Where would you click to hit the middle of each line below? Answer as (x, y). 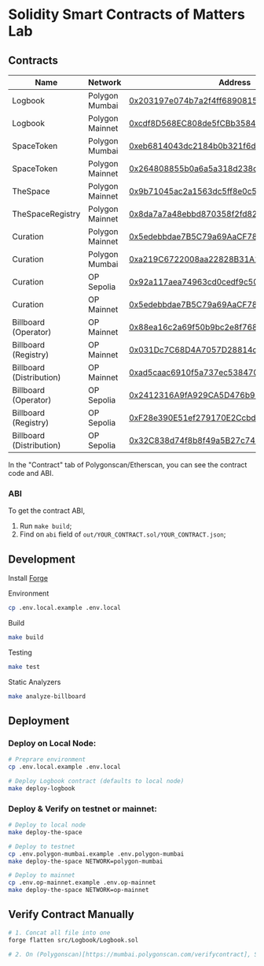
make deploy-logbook (42, 788)
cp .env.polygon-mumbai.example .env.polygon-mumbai (96, 854)
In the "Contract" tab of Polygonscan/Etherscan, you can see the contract (128, 465)
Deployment (39, 721)
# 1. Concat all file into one (59, 933)
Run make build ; (46, 526)
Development (42, 559)
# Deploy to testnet (42, 846)
